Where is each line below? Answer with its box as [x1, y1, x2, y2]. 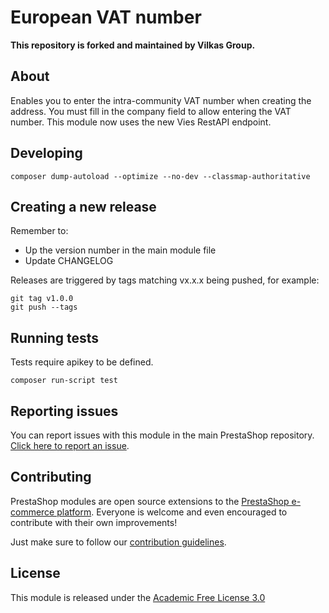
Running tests [10, 329, 100, 346]
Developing [10, 145, 83, 162]
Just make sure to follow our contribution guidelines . [10, 536, 227, 548]
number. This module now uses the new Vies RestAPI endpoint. [10, 116, 272, 128]
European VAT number [10, 6, 202, 29]
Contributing [10, 469, 92, 486]
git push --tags [10, 302, 78, 313]
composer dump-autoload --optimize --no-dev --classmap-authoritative [10, 171, 311, 181]
